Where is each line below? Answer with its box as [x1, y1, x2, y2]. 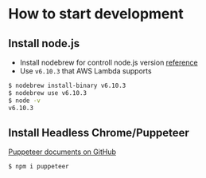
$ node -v [8, 97, 41, 105]
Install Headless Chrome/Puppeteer [8, 125, 189, 140]
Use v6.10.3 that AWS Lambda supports [19, 66, 153, 76]
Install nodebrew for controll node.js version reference [19, 57, 198, 67]
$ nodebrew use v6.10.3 [8, 89, 87, 97]
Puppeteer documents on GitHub [8, 147, 117, 156]
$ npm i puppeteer [8, 163, 69, 171]
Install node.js [8, 37, 80, 50]
